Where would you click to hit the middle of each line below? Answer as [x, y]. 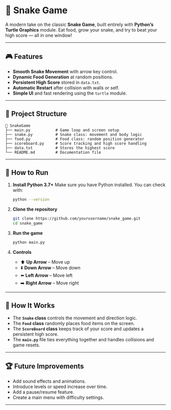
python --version [31, 200]
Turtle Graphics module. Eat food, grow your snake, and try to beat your [81, 30]
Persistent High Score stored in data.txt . [56, 82]
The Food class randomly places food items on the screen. [74, 323]
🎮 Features [24, 57]
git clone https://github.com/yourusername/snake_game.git [77, 219]
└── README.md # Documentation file [53, 152]
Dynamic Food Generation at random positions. [63, 77]
